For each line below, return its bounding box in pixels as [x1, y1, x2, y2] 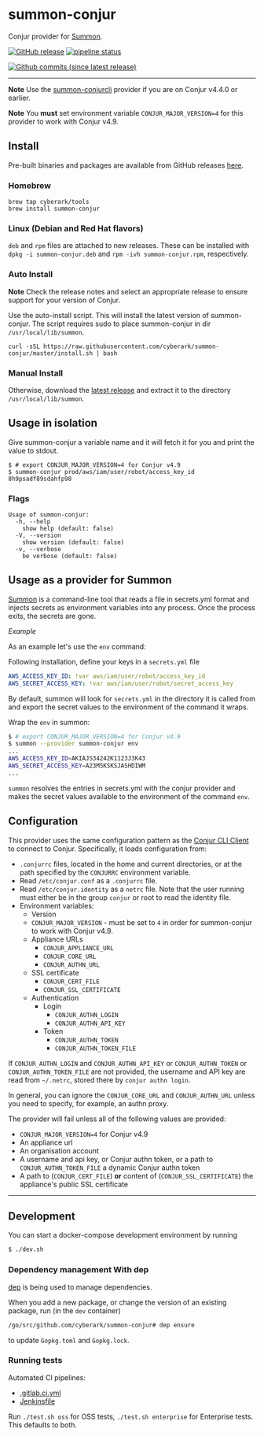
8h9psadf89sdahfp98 [8, 475, 72, 483]
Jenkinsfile [19, 1396, 56, 1406]
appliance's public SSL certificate [19, 1179, 128, 1189]
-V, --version [15, 531, 61, 540]
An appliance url [19, 1138, 73, 1147]
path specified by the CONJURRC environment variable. [19, 868, 191, 877]
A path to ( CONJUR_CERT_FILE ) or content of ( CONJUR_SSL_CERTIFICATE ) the [19, 1171, 254, 1180]
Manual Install [8, 368, 64, 379]
